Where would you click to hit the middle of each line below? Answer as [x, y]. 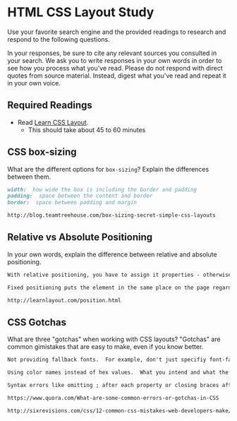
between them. [29, 177]
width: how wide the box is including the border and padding [102, 189]
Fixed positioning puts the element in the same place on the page [109, 287]
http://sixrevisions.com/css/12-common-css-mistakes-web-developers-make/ [120, 410]
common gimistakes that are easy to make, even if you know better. [105, 347]
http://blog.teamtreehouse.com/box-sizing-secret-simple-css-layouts [112, 215]
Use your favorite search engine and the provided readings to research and [117, 32]
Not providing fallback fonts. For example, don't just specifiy [107, 360]
